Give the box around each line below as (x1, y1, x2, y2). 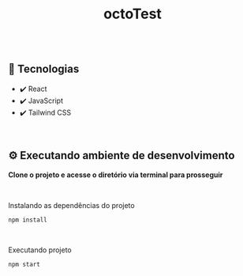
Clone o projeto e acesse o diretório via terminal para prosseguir (8, 170, 223, 180)
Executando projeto (8, 245, 73, 255)
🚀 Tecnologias (8, 62, 80, 76)
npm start (8, 260, 41, 268)
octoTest (103, 5, 162, 23)
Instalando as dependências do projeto (8, 200, 136, 210)
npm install (8, 216, 47, 224)
